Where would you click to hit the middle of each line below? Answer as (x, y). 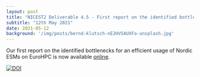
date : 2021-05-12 (28, 28)
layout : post (22, 12)
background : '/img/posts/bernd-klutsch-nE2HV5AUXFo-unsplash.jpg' (90, 34)
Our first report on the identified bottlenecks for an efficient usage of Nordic (99, 50)
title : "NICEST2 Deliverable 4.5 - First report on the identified (92, 17)
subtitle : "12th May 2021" (40, 23)
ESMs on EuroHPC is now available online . (58, 57)
